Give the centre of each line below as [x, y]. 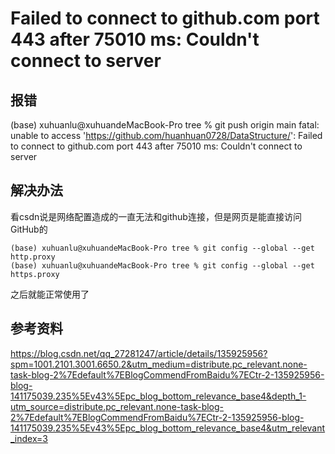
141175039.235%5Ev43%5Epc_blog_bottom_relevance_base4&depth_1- [158, 396]
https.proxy [35, 274]
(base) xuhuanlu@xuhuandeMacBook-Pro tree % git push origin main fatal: [165, 125]
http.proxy [33, 257]
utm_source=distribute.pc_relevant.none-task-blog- [117, 406]
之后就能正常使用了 [50, 294]
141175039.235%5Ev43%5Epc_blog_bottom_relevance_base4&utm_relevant [168, 428]
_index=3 [29, 438]
